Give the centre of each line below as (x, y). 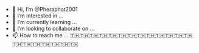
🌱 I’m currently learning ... (44, 22)
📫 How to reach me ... (40, 35)
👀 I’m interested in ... (38, 16)
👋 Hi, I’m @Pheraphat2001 (45, 9)
